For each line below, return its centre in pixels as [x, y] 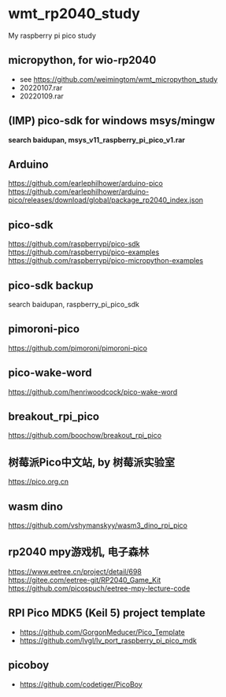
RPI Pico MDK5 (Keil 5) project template [107, 613]
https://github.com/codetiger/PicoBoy [81, 684]
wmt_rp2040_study [74, 14]
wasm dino [35, 506]
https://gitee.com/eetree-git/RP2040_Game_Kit [85, 580]
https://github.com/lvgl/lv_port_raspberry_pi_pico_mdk [108, 640]
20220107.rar [41, 87]
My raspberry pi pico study [52, 35]
